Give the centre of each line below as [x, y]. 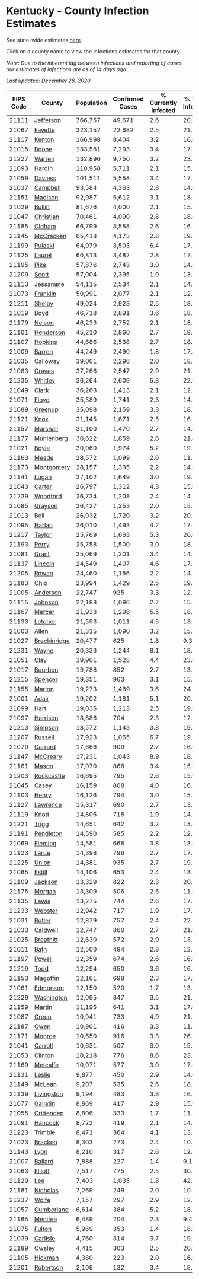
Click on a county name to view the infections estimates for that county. [94, 51]
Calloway [47, 361]
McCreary [48, 756]
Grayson [46, 505]
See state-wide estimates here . [44, 40]
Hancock [46, 1122]
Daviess [45, 178]
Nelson [44, 323]
